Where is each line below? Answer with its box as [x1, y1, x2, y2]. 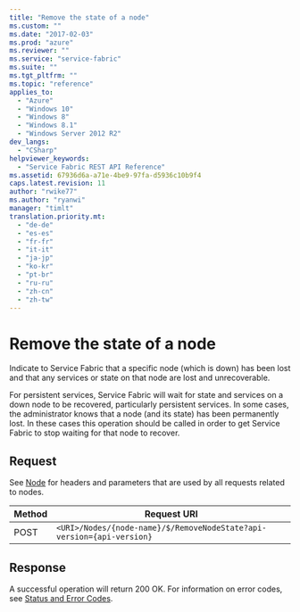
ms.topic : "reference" [9, 79, 94, 88]
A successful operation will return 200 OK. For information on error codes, [9, 583, 283, 594]
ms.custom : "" [9, 21, 62, 30]
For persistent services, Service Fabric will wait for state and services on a [9, 390, 284, 401]
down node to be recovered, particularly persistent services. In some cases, [9, 399, 289, 410]
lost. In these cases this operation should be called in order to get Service [9, 418, 280, 429]
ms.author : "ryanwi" [9, 195, 87, 205]
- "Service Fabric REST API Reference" [17, 162, 166, 171]
